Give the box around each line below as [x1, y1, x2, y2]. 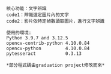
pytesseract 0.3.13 [6, 51, 82, 57]
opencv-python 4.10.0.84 [6, 45, 90, 51]
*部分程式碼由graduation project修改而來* [6, 62, 105, 68]
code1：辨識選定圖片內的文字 [6, 12, 69, 18]
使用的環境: [6, 30, 32, 36]
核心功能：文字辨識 [6, 5, 47, 11]
